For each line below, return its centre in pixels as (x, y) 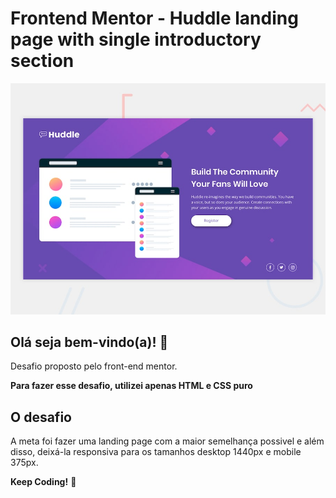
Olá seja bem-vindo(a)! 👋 (89, 342)
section (42, 61)
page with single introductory (136, 39)
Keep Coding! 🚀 (43, 482)
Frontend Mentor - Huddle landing (154, 18)
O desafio (41, 417)
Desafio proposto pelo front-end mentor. (94, 366)
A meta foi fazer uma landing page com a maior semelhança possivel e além (167, 441)
